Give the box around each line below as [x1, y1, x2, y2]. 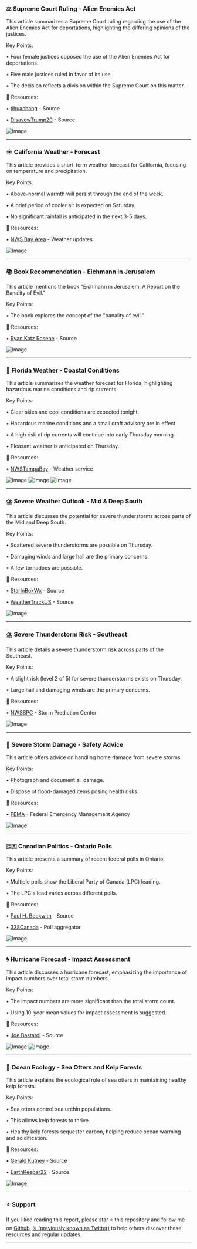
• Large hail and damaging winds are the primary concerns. [6, 686, 150, 693]
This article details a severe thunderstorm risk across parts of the [6, 646, 164, 653]
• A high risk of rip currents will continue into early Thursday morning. [6, 431, 175, 438]
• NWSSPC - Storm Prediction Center [6, 709, 97, 716]
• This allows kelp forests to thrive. [6, 1116, 90, 1123]
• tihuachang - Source [6, 105, 60, 112]
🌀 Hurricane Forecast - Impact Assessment [6, 955, 131, 963]
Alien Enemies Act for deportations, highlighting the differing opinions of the [6, 24, 190, 31]
